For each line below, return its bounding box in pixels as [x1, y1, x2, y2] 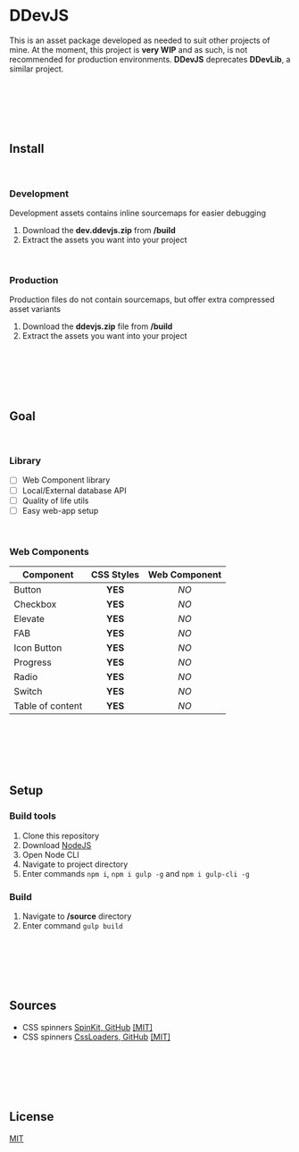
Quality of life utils [21, 495, 89, 506]
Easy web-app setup [21, 505, 99, 516]
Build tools [9, 810, 56, 822]
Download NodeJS [21, 839, 92, 850]
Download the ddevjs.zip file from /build [21, 321, 173, 332]
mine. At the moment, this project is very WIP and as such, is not [9, 44, 248, 55]
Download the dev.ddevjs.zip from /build [21, 225, 176, 236]
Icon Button [13, 642, 62, 653]
